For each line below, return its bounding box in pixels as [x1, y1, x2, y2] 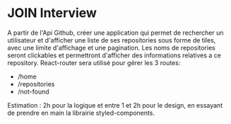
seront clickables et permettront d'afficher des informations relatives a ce [7, 51, 221, 60]
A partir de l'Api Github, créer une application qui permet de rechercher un [7, 28, 224, 37]
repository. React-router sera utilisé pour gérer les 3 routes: [7, 58, 181, 67]
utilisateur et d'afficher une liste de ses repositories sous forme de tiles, [7, 35, 216, 44]
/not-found [17, 87, 49, 96]
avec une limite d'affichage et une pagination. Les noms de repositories [7, 43, 215, 52]
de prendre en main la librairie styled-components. [7, 108, 155, 117]
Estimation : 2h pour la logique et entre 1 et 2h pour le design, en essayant [7, 101, 223, 109]
